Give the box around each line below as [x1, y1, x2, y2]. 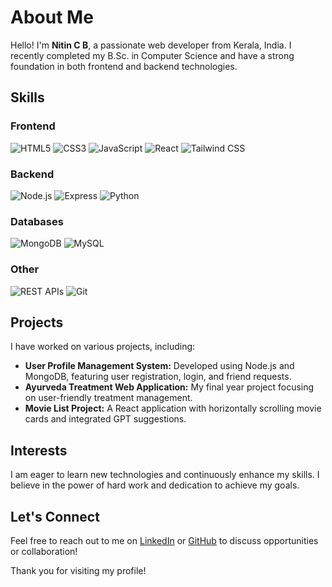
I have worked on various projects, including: [10, 341, 196, 353]
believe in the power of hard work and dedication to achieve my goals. [10, 479, 300, 491]
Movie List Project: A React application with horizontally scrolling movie [24, 402, 322, 415]
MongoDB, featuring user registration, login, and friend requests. [24, 371, 292, 383]
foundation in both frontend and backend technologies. [10, 60, 238, 72]
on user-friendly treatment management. [24, 392, 193, 404]
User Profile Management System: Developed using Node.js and [24, 360, 295, 372]
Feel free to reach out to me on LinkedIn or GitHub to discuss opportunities [10, 534, 319, 546]
